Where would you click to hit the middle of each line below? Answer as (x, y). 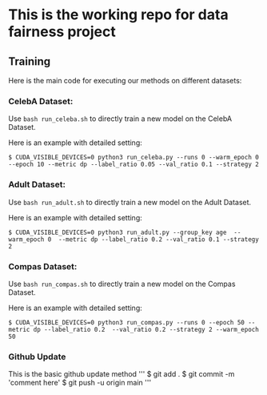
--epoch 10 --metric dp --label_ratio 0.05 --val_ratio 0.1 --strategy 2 (134, 165)
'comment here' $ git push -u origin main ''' (80, 383)
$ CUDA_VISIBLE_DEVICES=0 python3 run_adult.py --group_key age (118, 232)
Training (30, 61)
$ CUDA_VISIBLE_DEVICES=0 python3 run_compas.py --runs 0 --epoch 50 (127, 322)
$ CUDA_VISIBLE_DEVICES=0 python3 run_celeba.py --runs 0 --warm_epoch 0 (134, 158)
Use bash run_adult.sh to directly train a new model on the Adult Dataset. (130, 202)
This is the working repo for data (119, 15)
